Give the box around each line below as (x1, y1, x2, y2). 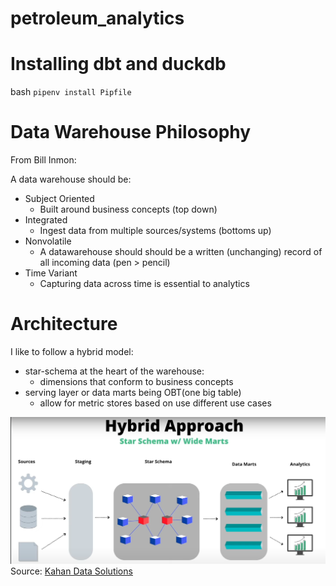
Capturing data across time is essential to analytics (39, 278, 250, 290)
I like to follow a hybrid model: (10, 346, 134, 357)
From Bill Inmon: (10, 154, 77, 166)
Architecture (10, 313, 118, 336)
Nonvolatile (24, 235, 72, 247)
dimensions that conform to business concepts (39, 376, 234, 387)
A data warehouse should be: (10, 173, 132, 186)
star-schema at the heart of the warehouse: (24, 365, 205, 377)
